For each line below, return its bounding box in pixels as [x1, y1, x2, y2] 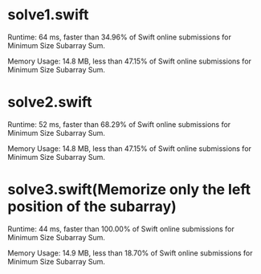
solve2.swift [7, 93, 93, 112]
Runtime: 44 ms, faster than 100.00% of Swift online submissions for [7, 223, 234, 234]
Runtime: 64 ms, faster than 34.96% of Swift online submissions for [7, 32, 232, 42]
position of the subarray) [7, 198, 177, 216]
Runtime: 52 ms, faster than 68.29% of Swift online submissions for [7, 119, 231, 129]
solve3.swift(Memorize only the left [7, 181, 251, 198]
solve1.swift [7, 6, 89, 24]
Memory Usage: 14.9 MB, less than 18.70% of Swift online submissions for [7, 247, 253, 258]
